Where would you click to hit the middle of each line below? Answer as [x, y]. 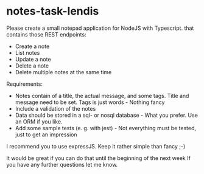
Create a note [32, 46]
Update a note [33, 59]
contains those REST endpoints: [46, 34]
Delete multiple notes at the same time [63, 72]
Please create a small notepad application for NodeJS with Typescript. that [100, 28]
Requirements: [24, 84]
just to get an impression [46, 134]
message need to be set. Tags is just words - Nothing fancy [90, 102]
